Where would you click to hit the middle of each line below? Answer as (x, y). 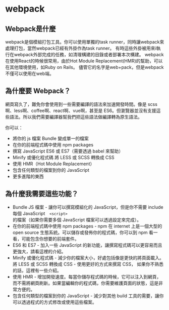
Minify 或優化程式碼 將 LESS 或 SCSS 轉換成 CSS (63, 157)
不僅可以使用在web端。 (30, 73)
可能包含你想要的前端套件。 (50, 239)
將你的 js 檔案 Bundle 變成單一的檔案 (51, 138)
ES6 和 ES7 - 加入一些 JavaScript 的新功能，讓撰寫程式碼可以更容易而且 (87, 245)
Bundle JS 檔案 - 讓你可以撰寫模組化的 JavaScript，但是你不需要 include (88, 207)
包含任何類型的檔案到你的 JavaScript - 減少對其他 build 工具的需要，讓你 (88, 296)
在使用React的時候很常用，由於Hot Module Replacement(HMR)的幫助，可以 (84, 61)
